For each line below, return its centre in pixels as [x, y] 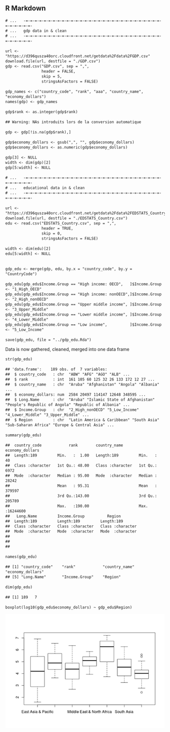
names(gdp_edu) [21, 557]
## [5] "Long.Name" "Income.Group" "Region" [63, 577]
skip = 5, [52, 76]
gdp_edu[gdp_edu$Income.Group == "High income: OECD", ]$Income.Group [83, 284]
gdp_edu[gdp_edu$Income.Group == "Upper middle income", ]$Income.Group [83, 304]
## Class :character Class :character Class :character [71, 526]
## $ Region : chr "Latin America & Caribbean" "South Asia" [82, 420]
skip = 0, [52, 233]
